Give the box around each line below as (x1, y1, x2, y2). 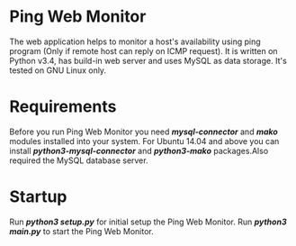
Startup (9, 187, 67, 207)
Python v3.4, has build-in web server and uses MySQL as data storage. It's (9, 55, 288, 66)
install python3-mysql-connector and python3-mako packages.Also (9, 145, 269, 156)
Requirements (9, 96, 117, 117)
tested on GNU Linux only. (9, 65, 106, 76)
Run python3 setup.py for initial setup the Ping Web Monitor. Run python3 (9, 216, 287, 227)
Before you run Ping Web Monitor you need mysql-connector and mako (9, 126, 279, 137)
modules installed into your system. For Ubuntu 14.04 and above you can (9, 135, 280, 146)
